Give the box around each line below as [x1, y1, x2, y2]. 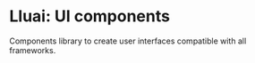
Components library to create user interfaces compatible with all [9, 35, 247, 46]
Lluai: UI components [9, 6, 170, 27]
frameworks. [9, 44, 56, 55]
